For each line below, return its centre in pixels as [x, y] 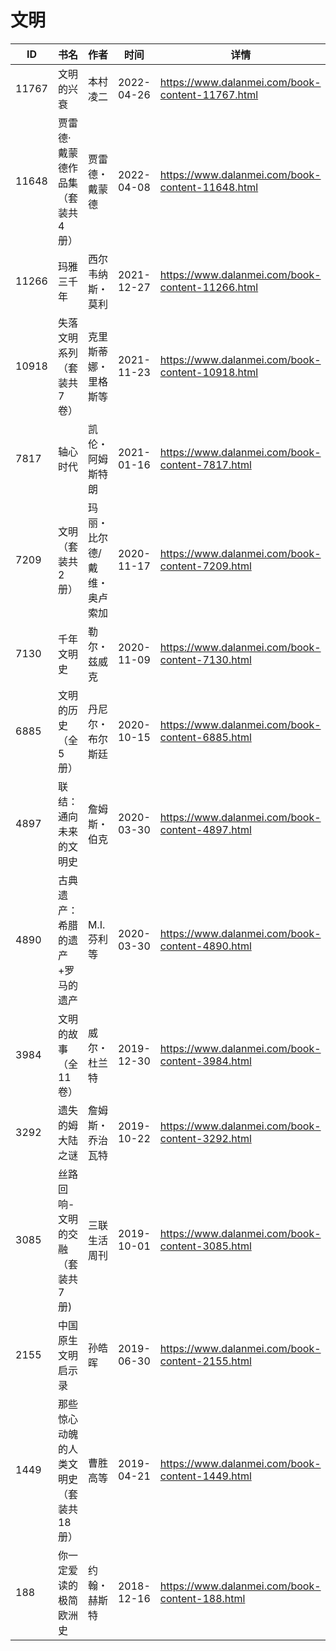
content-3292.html [205, 1138]
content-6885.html [205, 737]
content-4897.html [205, 829]
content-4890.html [205, 946]
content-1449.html [205, 1476]
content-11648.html [209, 187]
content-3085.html [205, 1246]
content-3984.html [205, 1061]
